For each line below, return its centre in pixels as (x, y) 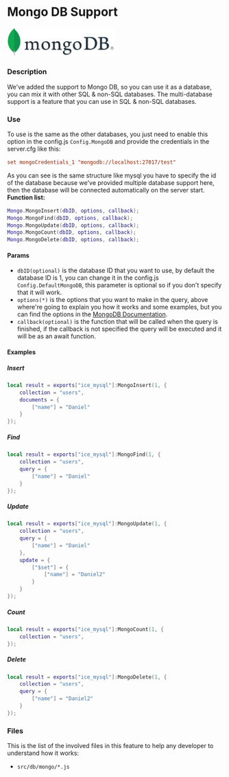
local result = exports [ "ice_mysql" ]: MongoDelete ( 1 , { (87, 677)
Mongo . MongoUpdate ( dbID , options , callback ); (73, 225)
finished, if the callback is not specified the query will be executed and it (119, 329)
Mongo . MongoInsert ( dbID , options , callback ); (73, 210)
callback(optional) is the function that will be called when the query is (117, 322)
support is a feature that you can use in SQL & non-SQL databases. (102, 101)
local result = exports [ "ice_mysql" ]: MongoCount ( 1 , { (86, 629)
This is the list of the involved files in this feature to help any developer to (110, 746)
